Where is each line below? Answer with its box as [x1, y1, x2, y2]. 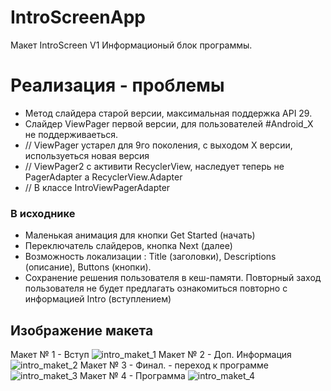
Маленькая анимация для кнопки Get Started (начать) [24, 229, 256, 241]
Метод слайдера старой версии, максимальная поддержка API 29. [24, 107, 313, 119]
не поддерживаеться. [24, 128, 119, 140]
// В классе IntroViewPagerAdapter [24, 181, 171, 193]
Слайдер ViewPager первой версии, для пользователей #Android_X [24, 117, 314, 130]
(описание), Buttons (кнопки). [24, 261, 152, 273]
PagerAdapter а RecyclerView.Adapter [24, 171, 183, 183]
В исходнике [10, 206, 76, 220]
